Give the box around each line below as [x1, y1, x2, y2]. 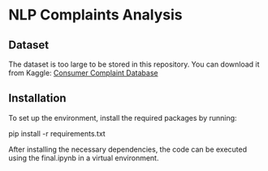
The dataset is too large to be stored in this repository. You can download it [8, 59, 260, 69]
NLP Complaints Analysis [8, 6, 183, 24]
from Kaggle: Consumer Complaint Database [8, 68, 158, 78]
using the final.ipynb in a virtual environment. [8, 152, 159, 163]
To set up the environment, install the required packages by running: [8, 113, 237, 122]
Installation [8, 92, 67, 105]
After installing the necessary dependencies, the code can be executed [8, 144, 248, 154]
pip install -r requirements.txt [8, 128, 106, 139]
